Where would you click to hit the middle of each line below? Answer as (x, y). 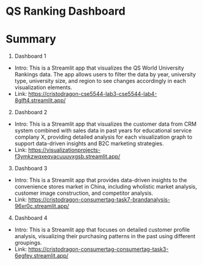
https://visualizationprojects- (65, 150)
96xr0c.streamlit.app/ (42, 206)
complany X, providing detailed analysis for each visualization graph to (103, 137)
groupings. (28, 243)
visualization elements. (43, 87)
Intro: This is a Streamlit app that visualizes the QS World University (99, 68)
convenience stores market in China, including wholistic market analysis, (106, 187)
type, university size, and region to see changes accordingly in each (100, 81)
